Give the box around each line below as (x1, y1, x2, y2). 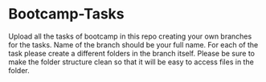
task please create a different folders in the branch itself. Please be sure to (8, 48, 256, 58)
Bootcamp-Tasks (8, 5, 125, 23)
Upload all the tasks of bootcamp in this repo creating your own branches (8, 31, 252, 41)
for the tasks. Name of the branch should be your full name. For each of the (8, 39, 259, 49)
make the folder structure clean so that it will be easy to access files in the (8, 57, 255, 67)
